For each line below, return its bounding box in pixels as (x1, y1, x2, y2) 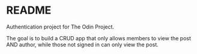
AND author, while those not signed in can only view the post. (6, 41, 159, 48)
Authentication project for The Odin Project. (6, 23, 115, 30)
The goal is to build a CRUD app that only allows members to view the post (6, 34, 191, 42)
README (6, 4, 52, 17)
